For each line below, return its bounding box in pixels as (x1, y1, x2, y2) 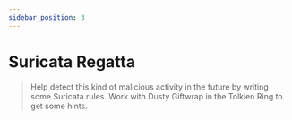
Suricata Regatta (8, 51, 136, 72)
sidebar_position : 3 (8, 13, 86, 22)
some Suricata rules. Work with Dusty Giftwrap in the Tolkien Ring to (30, 90, 283, 101)
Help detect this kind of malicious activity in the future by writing (30, 81, 270, 92)
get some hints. (30, 100, 89, 111)
